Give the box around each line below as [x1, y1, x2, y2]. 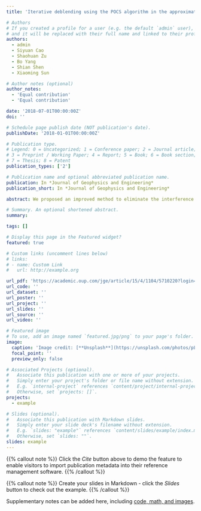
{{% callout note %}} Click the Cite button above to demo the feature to [6, 455, 182, 462]
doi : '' [6, 113, 26, 120]
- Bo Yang [11, 58, 36, 65]
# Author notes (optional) [6, 80, 74, 87]
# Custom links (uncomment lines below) [6, 250, 109, 257]
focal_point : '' [11, 350, 52, 356]
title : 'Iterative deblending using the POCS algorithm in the [6, 8, 167, 15]
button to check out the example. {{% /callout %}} [6, 486, 130, 493]
